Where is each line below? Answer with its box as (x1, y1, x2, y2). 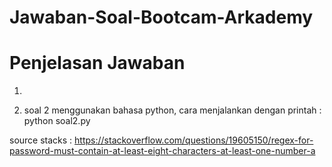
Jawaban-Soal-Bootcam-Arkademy (9, 6, 314, 29)
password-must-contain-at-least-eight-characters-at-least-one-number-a (9, 145, 316, 157)
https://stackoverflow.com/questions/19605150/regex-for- (74, 134, 314, 146)
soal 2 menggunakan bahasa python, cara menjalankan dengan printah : (23, 104, 322, 116)
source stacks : (9, 134, 73, 146)
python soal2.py (23, 115, 91, 127)
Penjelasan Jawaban (9, 52, 186, 75)
